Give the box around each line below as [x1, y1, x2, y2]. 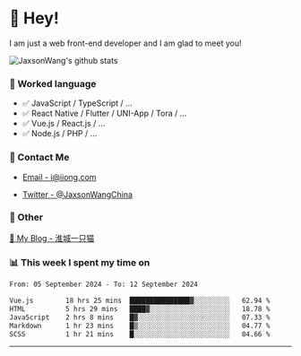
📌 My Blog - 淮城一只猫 [9, 232, 95, 243]
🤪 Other [9, 211, 43, 223]
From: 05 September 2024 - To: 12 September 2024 [9, 280, 199, 290]
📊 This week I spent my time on [9, 256, 150, 268]
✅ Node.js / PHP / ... [21, 128, 98, 139]
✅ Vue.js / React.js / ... [21, 118, 106, 129]
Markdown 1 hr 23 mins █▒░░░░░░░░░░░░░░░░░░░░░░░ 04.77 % [9, 321, 271, 330]
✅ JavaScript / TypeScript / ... [21, 98, 133, 109]
